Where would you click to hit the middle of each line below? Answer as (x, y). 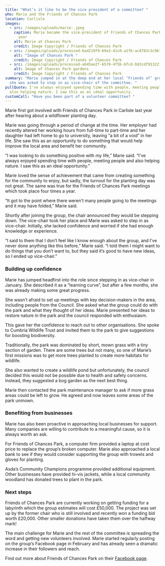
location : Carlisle (25, 19)
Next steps (18, 492)
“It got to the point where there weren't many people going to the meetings (81, 201)
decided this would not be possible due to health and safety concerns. (76, 375)
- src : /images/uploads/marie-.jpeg (47, 28)
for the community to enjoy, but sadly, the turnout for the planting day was (80, 181)
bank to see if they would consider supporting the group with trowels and (79, 454)
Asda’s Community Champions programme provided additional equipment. (81, 469)
